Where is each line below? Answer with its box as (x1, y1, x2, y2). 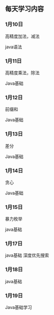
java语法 (5, 44, 22, 50)
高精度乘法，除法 (5, 69, 40, 76)
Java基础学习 (5, 305, 32, 311)
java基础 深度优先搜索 (5, 252, 49, 258)
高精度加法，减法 (5, 33, 40, 39)
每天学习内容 (5, 4, 44, 13)
